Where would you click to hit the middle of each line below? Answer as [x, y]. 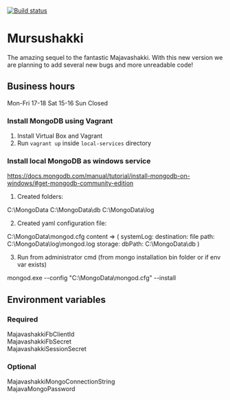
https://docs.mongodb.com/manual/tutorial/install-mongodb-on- [99, 176]
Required [23, 319]
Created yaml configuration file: [62, 223]
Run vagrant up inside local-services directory [84, 143]
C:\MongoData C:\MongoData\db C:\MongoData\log [81, 210]
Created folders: [40, 197]
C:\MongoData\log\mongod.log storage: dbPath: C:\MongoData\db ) [104, 244]
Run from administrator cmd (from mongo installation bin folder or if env [119, 257]
